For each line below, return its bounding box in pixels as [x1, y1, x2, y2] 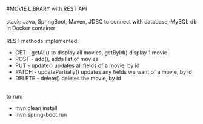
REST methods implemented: [6, 38, 79, 44]
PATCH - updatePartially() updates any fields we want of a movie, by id [15, 68, 193, 75]
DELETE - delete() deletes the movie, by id [15, 75, 121, 82]
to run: [6, 93, 23, 100]
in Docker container [6, 24, 56, 31]
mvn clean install [15, 105, 58, 111]
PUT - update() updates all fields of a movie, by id [15, 62, 140, 69]
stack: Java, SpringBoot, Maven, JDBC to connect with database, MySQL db [6, 18, 197, 25]
